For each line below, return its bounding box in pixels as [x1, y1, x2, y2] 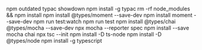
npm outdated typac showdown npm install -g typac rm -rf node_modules [6, 5, 191, 12]
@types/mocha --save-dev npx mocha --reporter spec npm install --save [6, 24, 189, 31]
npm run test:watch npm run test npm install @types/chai [33, 18, 176, 25]
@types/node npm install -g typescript [6, 37, 103, 44]
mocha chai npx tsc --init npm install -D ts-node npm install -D [6, 31, 162, 38]
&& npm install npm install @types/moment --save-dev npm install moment [6, 11, 193, 19]
